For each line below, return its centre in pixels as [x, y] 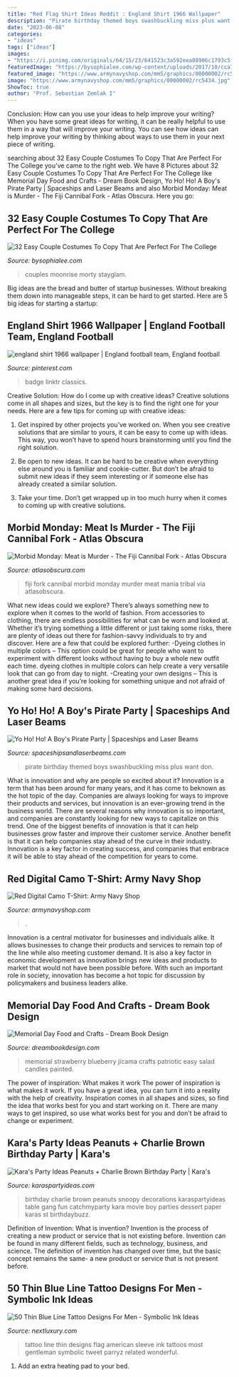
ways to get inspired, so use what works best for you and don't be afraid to [117, 1113]
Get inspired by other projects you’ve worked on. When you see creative [124, 425]
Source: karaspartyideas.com [51, 1185]
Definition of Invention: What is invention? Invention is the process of [108, 1228]
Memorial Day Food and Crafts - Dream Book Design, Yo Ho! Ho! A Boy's [114, 181]
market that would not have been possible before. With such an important [115, 968]
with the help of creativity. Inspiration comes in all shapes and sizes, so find [118, 1098]
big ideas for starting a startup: [53, 303]
